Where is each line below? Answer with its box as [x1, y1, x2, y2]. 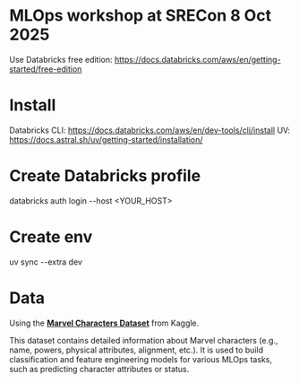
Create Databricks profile [9, 166, 201, 187]
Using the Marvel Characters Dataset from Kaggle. [9, 318, 200, 328]
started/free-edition [9, 64, 82, 74]
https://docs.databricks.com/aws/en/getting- [114, 54, 281, 65]
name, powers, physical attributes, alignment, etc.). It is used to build [9, 344, 264, 355]
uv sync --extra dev [9, 257, 83, 267]
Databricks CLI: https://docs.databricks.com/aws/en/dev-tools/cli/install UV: [9, 125, 291, 135]
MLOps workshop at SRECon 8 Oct [9, 5, 271, 26]
